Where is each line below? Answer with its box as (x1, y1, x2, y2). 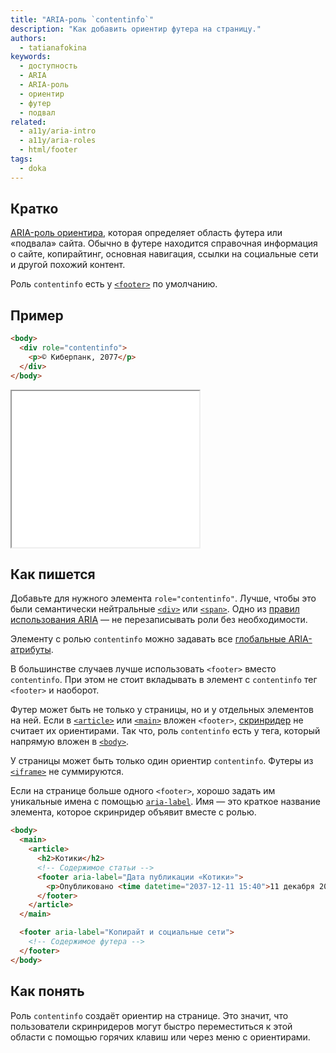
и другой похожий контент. (10, 259, 126, 271)
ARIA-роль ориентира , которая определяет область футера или (10, 227, 283, 239)
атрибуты (10, 644, 52, 656)
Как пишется (10, 566, 96, 583)
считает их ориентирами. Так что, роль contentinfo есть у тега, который (10, 725, 321, 737)
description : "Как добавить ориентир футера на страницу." (10, 24, 262, 34)
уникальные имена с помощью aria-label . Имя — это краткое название (10, 796, 321, 808)
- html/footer (19, 145, 78, 155)
